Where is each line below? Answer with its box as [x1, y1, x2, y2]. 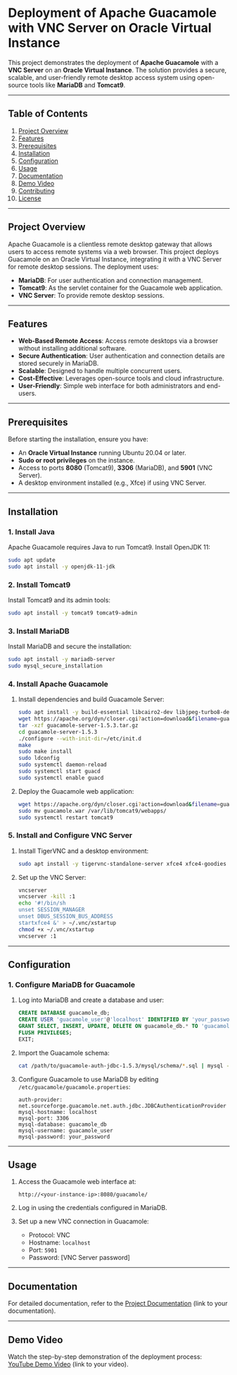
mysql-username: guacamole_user [18, 1127, 113, 1134]
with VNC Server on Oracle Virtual [8, 20, 212, 36]
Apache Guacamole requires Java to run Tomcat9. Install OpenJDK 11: [8, 543, 210, 551]
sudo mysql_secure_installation [8, 662, 103, 670]
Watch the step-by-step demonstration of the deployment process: [8, 1352, 203, 1361]
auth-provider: [18, 1096, 63, 1103]
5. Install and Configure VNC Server [8, 830, 133, 840]
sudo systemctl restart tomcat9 [18, 813, 113, 821]
